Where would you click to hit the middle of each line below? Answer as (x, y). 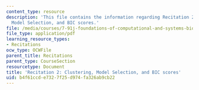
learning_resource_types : (38, 39)
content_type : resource (36, 12)
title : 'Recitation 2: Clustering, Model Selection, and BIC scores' (94, 72)
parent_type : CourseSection (41, 61)
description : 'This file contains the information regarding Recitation (98, 17)
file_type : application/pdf (41, 34)
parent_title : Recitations (39, 56)
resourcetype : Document (36, 67)
